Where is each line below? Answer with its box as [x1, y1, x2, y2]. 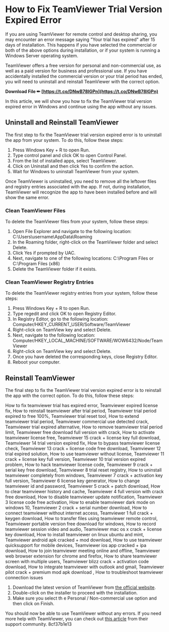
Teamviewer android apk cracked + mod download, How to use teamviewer [5, 537, 162, 543]
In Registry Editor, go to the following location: [12, 316, 108, 322]
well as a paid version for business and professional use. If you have [5, 67, 147, 74]
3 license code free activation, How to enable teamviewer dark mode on [5, 499, 155, 505]
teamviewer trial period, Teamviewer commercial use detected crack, [5, 419, 149, 425]
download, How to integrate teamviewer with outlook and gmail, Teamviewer [5, 564, 164, 570]
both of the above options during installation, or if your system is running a [5, 47, 160, 53]
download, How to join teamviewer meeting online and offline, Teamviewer [5, 548, 160, 554]
